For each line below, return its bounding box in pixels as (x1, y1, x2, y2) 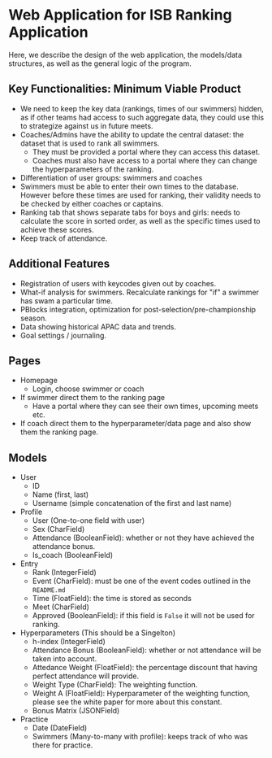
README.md (32, 586, 67, 595)
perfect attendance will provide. (32, 671, 140, 681)
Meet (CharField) (32, 602, 89, 612)
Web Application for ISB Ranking (8, 6, 233, 24)
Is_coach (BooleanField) (32, 551, 114, 560)
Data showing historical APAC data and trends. (19, 321, 177, 331)
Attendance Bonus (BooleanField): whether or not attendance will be (32, 645, 261, 656)
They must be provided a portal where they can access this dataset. (32, 146, 261, 156)
